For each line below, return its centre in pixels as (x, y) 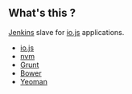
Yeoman (34, 81)
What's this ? (42, 13)
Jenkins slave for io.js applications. (66, 32)
